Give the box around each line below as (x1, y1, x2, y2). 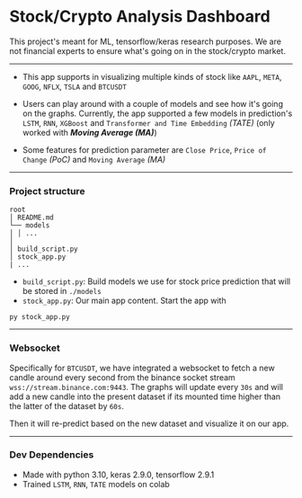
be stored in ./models (22, 286, 102, 297)
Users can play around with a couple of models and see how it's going (22, 98, 283, 109)
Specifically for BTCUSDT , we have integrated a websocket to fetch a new (9, 362, 276, 373)
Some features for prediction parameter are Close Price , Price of (22, 144, 267, 155)
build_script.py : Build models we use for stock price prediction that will (22, 276, 290, 287)
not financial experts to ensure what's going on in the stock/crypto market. (9, 45, 286, 56)
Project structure (9, 184, 85, 197)
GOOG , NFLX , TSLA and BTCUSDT (22, 81, 128, 92)
